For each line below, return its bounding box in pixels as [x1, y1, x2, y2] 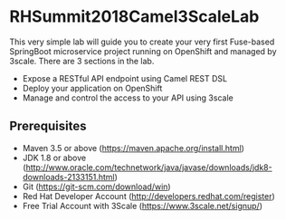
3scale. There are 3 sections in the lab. [9, 55, 155, 66]
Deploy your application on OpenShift [22, 82, 163, 93]
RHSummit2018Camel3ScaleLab [9, 6, 260, 27]
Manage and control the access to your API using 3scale [22, 92, 234, 103]
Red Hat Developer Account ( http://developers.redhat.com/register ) [22, 190, 276, 201]
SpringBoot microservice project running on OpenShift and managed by [9, 45, 278, 56]
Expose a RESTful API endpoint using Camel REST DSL [22, 72, 228, 83]
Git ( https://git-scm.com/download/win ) [22, 181, 171, 192]
